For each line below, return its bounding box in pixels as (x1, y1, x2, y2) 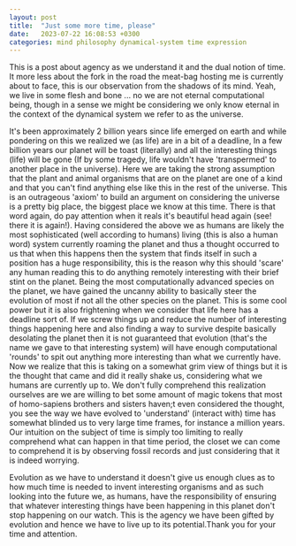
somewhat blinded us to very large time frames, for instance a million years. (9, 418, 285, 428)
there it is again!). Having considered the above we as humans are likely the (9, 220, 285, 231)
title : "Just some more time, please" (9, 21, 156, 30)
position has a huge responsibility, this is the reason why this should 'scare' (9, 258, 285, 268)
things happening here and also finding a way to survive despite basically (9, 324, 277, 335)
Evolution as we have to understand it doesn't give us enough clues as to (9, 473, 276, 483)
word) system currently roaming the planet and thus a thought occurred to (9, 239, 280, 250)
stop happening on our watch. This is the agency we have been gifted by (9, 510, 275, 520)
